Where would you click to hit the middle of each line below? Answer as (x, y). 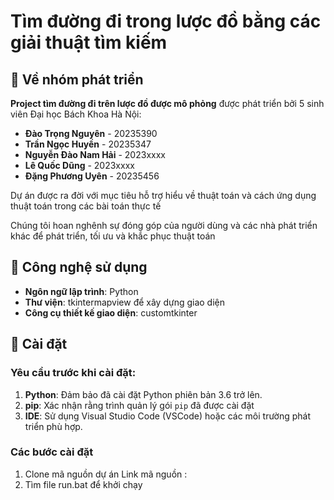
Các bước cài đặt (52, 452)
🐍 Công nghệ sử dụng (79, 267)
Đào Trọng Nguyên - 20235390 (91, 133)
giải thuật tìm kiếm (89, 42)
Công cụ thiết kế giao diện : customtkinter (111, 312)
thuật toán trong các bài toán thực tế (86, 206)
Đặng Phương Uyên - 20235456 (92, 176)
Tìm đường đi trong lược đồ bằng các (166, 21)
